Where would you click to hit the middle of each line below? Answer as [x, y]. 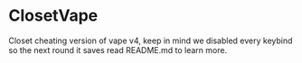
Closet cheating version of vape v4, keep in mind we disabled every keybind [151, 40]
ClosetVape [53, 16]
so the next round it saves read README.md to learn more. [118, 49]
